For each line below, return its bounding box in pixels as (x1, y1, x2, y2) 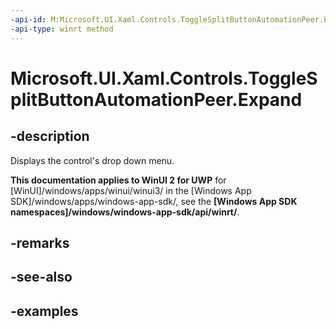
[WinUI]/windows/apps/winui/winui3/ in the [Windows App (10, 184, 252, 196)
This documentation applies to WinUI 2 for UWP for (10, 174, 227, 186)
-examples (10, 302, 79, 320)
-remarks (10, 234, 70, 251)
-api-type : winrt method (10, 24, 114, 34)
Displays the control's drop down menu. (10, 154, 175, 166)
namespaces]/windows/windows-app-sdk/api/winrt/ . (10, 206, 240, 218)
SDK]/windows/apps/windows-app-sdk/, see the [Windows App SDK (10, 195, 298, 207)
